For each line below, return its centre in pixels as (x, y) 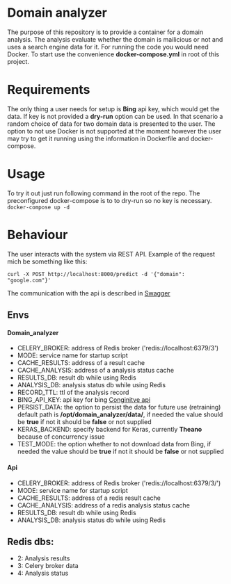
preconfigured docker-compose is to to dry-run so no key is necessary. (110, 200)
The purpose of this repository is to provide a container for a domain (105, 32)
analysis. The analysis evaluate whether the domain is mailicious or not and (115, 39)
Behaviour (38, 235)
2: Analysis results (43, 558)
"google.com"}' (29, 280)
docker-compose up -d (39, 207)
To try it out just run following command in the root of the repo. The (104, 193)
